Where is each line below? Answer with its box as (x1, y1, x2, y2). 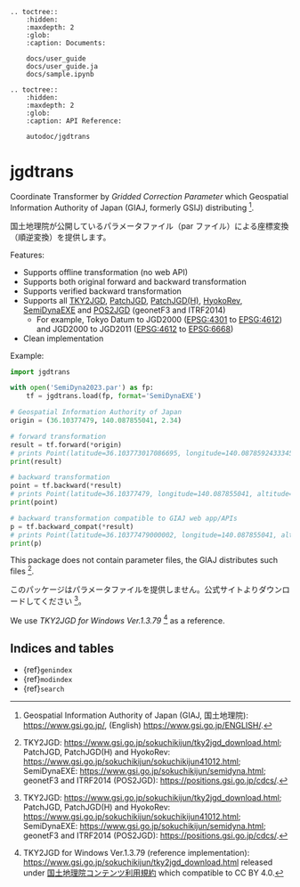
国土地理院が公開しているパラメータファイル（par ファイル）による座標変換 (10, 220, 289, 231)
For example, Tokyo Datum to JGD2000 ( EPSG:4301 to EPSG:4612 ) (36, 313, 283, 324)
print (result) (10, 457, 63, 466)
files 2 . (10, 565, 35, 577)
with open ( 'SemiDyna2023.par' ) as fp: (10, 383, 154, 393)
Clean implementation (22, 333, 104, 344)
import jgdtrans (10, 367, 70, 377)
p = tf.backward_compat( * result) (10, 522, 134, 531)
